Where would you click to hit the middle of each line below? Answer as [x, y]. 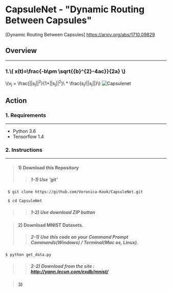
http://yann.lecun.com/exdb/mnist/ [69, 271]
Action [16, 100]
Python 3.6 [24, 131]
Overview [21, 51]
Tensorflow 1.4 [28, 137]
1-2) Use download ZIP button [63, 212]
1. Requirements [26, 115]
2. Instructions [24, 150]
